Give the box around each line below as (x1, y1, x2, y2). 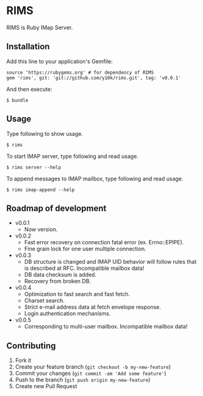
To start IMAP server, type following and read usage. (6, 152, 139, 160)
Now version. (24, 226, 58, 233)
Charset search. (24, 297, 65, 305)
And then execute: (6, 85, 52, 93)
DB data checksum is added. (24, 271, 97, 278)
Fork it (15, 357, 32, 364)
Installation (6, 41, 50, 52)
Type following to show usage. (6, 130, 84, 137)
